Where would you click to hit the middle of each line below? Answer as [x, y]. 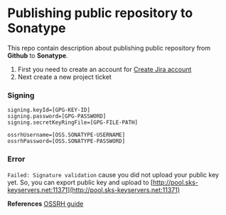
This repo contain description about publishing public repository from [109, 48]
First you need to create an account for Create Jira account [104, 69]
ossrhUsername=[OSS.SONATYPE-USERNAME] [66, 135]
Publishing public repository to [100, 13]
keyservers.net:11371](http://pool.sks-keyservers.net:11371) [93, 189]
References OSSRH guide [45, 204]
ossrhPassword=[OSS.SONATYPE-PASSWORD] [66, 141]
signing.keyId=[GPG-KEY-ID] [49, 110]
